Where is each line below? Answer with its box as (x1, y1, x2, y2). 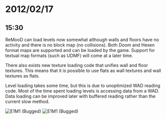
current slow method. (5, 98, 50, 104)
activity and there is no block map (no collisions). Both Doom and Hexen (5, 42, 155, 48)
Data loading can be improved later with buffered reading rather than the (5, 93, 156, 99)
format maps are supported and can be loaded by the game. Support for (5, 47, 155, 53)
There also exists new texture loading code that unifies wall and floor (5, 62, 148, 68)
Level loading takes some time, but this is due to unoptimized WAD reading (5, 82, 160, 88)
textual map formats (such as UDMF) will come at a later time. (5, 52, 133, 58)
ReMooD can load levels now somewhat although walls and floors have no (5, 36, 159, 42)
